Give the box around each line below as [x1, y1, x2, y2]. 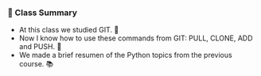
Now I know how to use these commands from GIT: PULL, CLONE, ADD [18, 33, 253, 43]
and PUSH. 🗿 [18, 42, 62, 51]
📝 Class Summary [7, 7, 77, 18]
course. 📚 [18, 59, 53, 69]
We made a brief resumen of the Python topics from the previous [18, 51, 232, 60]
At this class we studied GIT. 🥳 [18, 25, 119, 35]
